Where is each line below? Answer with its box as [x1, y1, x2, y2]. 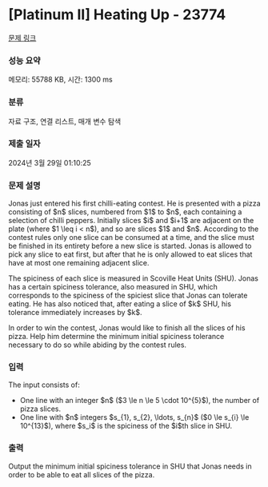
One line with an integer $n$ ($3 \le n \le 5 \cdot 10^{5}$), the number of [19, 396, 260, 405]
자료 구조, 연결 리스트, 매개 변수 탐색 [8, 116, 122, 126]
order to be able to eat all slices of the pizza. [8, 469, 155, 479]
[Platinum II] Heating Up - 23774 [8, 6, 226, 24]
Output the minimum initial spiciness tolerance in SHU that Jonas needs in [8, 461, 252, 471]
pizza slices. [19, 404, 62, 413]
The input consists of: [8, 380, 80, 389]
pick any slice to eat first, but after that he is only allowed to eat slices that [8, 249, 253, 259]
